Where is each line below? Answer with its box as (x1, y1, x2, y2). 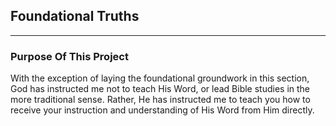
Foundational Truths (10, 8, 140, 25)
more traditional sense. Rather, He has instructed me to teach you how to (10, 94, 311, 106)
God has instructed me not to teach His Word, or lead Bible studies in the (10, 83, 311, 95)
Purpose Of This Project (10, 49, 129, 63)
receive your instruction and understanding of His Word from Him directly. (10, 104, 315, 116)
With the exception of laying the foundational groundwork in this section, (10, 72, 310, 84)
